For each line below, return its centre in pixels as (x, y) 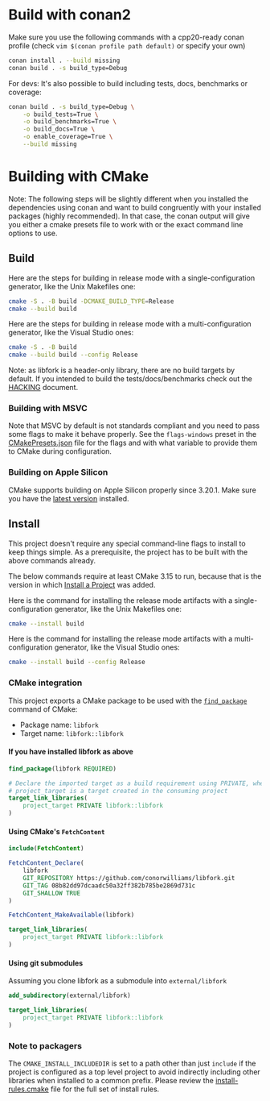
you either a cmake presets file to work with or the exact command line (126, 224)
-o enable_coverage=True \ (68, 137)
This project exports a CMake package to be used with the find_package (128, 700)
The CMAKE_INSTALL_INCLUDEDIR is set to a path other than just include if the (132, 1063)
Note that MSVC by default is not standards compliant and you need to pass (134, 426)
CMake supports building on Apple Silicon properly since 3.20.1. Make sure (133, 490)
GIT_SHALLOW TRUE (52, 893)
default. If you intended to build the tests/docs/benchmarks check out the (131, 379)
